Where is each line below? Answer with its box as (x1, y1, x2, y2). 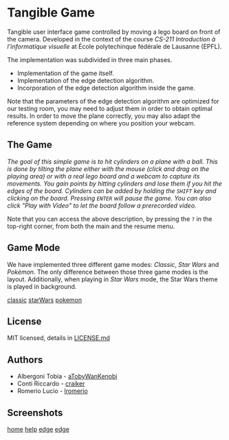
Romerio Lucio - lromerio (17, 387, 88, 395)
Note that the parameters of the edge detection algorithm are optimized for (7, 97, 220, 105)
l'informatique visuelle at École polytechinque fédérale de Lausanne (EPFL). (7, 42, 222, 50)
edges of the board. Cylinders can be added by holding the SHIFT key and (7, 186, 217, 194)
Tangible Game (7, 5, 95, 21)
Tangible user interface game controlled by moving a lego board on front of (7, 28, 221, 36)
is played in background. (7, 282, 77, 290)
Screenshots (7, 407, 63, 419)
